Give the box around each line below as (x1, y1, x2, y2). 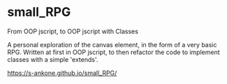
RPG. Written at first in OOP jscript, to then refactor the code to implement (7, 48, 220, 56)
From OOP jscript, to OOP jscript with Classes (7, 27, 138, 35)
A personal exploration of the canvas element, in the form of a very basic (7, 40, 218, 49)
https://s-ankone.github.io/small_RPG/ (7, 69, 117, 77)
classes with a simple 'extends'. (7, 55, 98, 63)
